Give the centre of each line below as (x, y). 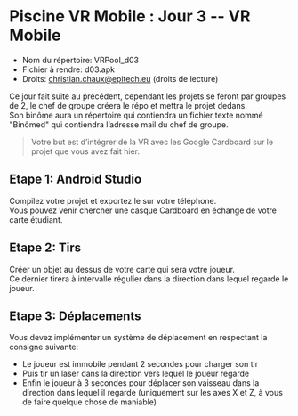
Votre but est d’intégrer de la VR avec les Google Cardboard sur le (152, 142)
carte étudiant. (36, 219)
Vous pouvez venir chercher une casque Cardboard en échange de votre (143, 210)
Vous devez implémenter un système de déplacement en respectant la (138, 338)
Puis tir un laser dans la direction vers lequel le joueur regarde (136, 374)
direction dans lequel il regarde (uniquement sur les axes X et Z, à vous (152, 393)
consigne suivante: (44, 347)
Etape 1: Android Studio (76, 179)
